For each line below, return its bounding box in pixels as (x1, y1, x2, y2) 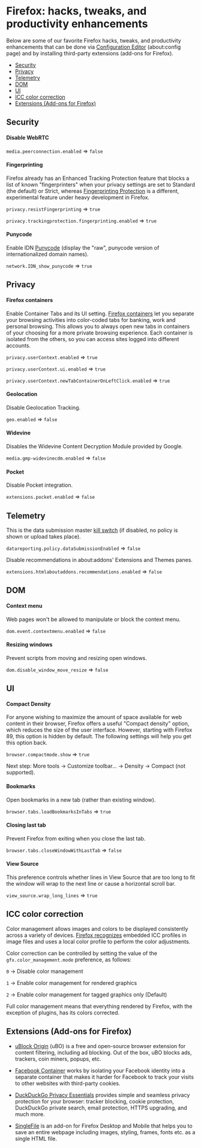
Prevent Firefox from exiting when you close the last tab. (6, 835, 146, 842)
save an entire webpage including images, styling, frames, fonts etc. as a (14, 1128, 196, 1135)
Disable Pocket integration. (6, 481, 73, 489)
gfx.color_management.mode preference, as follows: (6, 955, 132, 963)
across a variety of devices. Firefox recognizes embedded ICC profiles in (6, 931, 187, 939)
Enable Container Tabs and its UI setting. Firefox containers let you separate (6, 310, 194, 317)
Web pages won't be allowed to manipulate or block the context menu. (6, 616, 181, 623)
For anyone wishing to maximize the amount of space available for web (6, 714, 182, 721)
